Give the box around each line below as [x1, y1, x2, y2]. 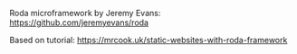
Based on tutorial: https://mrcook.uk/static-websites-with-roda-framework [9, 35, 288, 45]
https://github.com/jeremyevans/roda [9, 17, 149, 28]
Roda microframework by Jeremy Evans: [9, 8, 161, 18]
